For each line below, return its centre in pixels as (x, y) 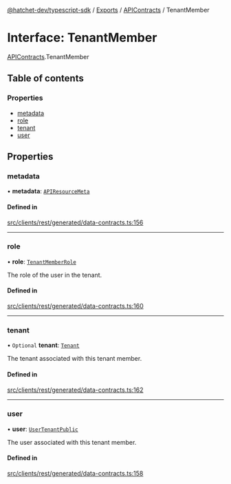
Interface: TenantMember (82, 38)
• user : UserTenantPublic (43, 429)
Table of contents (45, 78)
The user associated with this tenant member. (72, 442)
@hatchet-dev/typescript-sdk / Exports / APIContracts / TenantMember (108, 10)
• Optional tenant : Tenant (43, 345)
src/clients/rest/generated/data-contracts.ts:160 (76, 306)
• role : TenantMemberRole (42, 262)
